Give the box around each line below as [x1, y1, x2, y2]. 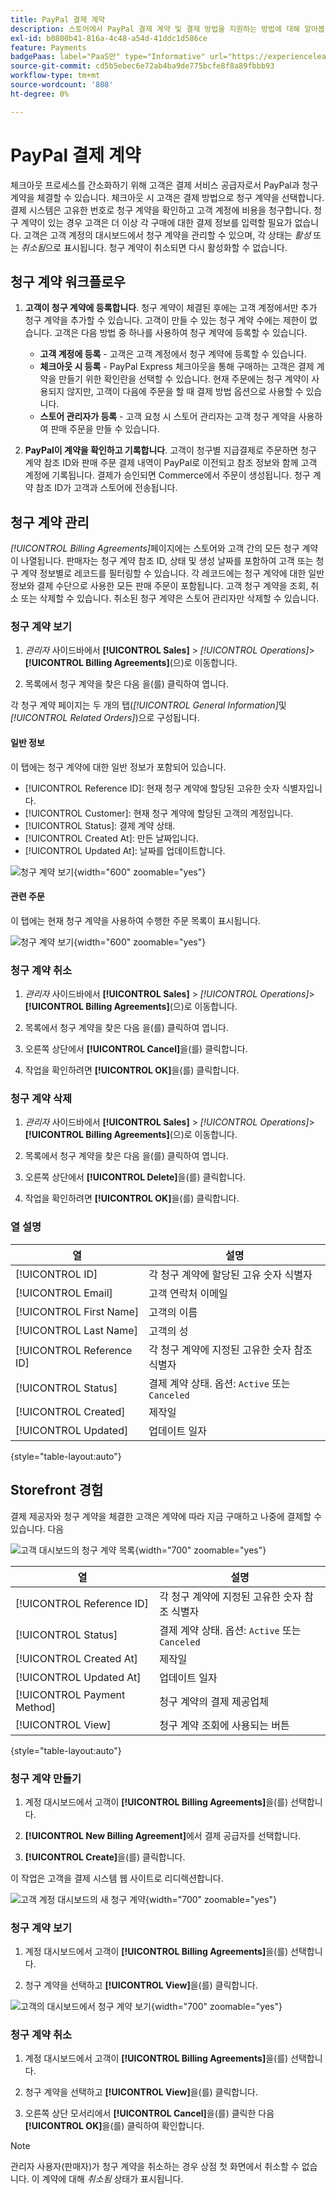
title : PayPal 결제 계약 [10, 14, 106, 25]
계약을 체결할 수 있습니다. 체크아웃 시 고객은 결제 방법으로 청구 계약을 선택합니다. [10, 191, 325, 203]
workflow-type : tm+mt [10, 71, 101, 81]
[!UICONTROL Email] [15, 1286, 113, 1300]
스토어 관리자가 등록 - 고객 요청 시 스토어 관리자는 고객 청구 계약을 [39, 411, 297, 423]
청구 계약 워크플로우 [10, 273, 126, 290]
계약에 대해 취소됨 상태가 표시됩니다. [41, 2173, 184, 2185]
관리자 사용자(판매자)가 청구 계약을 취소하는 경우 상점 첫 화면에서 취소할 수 [10, 2161, 300, 2173]
